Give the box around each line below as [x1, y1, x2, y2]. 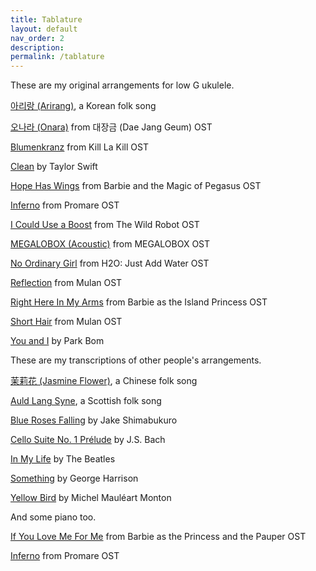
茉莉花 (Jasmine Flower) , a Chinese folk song [10, 375, 198, 387]
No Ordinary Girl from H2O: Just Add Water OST [10, 257, 210, 270]
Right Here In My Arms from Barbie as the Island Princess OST [10, 296, 268, 308]
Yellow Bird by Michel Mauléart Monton [10, 492, 172, 504]
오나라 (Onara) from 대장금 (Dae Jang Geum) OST [10, 121, 213, 133]
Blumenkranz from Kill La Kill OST [10, 141, 149, 153]
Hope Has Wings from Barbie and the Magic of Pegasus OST [10, 180, 262, 192]
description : [10, 42, 65, 53]
